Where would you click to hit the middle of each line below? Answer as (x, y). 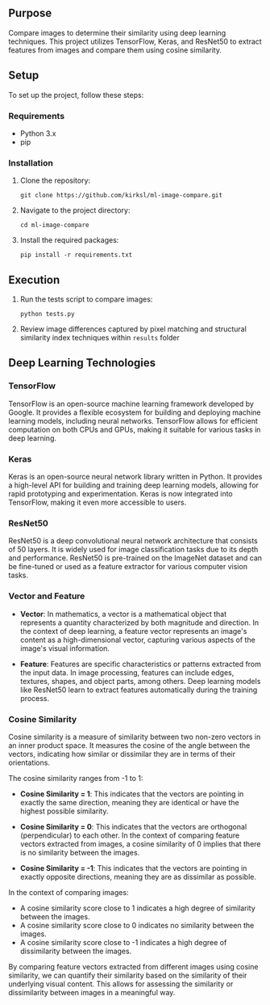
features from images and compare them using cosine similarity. (115, 50)
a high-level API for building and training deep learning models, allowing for (134, 485)
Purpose (30, 13)
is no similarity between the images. (80, 852)
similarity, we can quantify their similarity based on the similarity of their (128, 975)
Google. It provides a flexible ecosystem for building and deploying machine (135, 412)
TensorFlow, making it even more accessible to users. (98, 502)
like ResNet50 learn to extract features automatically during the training (139, 690)
